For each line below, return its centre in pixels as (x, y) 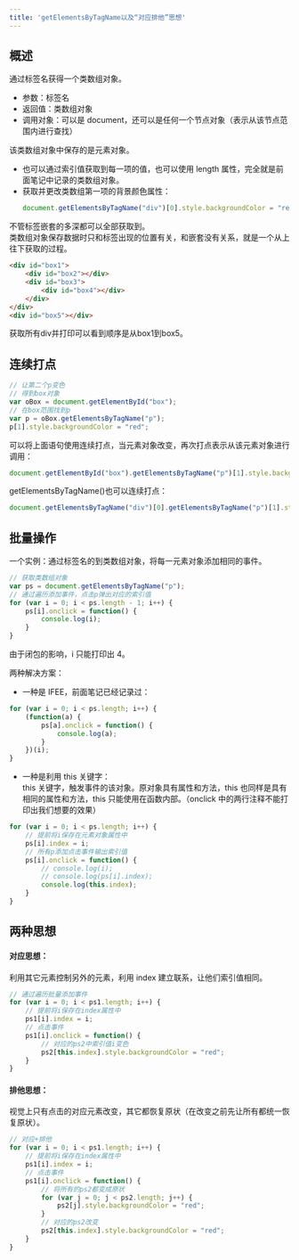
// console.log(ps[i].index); (97, 877)
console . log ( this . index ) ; (89, 885)
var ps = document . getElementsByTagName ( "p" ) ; (97, 586)
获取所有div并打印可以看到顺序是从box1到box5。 (99, 333)
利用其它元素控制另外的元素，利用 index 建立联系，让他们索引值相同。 (138, 978)
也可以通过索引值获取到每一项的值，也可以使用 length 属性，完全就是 (149, 169)
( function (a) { (53, 717)
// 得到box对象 (35, 394)
